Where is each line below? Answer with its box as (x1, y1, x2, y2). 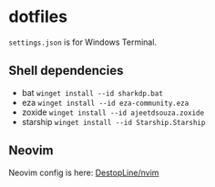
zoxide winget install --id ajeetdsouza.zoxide (21, 107, 205, 118)
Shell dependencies (8, 63, 124, 78)
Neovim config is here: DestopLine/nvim (8, 167, 159, 178)
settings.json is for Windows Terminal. (8, 36, 157, 47)
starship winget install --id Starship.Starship (21, 116, 206, 127)
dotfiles (8, 6, 68, 27)
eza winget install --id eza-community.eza (21, 97, 189, 108)
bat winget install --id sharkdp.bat (21, 87, 163, 98)
